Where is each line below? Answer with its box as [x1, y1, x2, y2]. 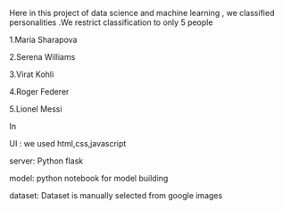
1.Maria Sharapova [9, 35, 78, 45]
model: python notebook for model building [9, 173, 169, 183]
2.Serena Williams [9, 52, 76, 62]
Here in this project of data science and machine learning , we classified [9, 8, 275, 18]
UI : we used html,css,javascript [9, 139, 127, 148]
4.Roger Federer [9, 87, 70, 97]
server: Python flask [9, 155, 84, 166]
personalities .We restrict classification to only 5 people [9, 17, 213, 28]
